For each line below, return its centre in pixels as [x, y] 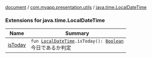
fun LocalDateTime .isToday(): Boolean [78, 41]
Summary [77, 33]
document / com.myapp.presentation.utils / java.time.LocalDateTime [76, 7]
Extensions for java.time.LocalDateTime [55, 20]
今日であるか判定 [51, 48]
